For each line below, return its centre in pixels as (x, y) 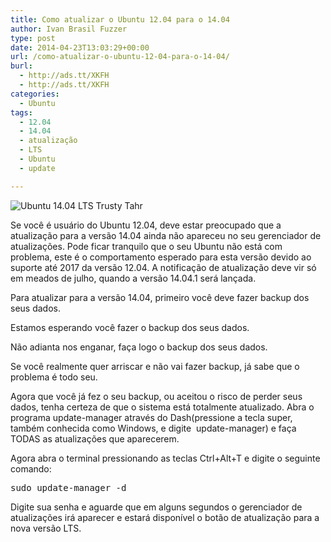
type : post (33, 38)
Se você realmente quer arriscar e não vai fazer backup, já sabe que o (155, 366)
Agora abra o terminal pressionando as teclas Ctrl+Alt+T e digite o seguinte (165, 458)
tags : (21, 112)
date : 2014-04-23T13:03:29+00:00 (80, 47)
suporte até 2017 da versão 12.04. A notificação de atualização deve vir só (163, 267)
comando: (31, 468)
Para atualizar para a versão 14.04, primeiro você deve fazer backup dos (160, 297)
